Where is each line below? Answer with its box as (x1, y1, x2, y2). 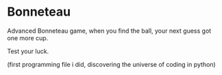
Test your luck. (7, 47, 49, 55)
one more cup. (7, 33, 49, 42)
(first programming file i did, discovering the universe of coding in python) (7, 60, 216, 68)
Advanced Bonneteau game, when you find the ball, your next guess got (7, 27, 212, 35)
